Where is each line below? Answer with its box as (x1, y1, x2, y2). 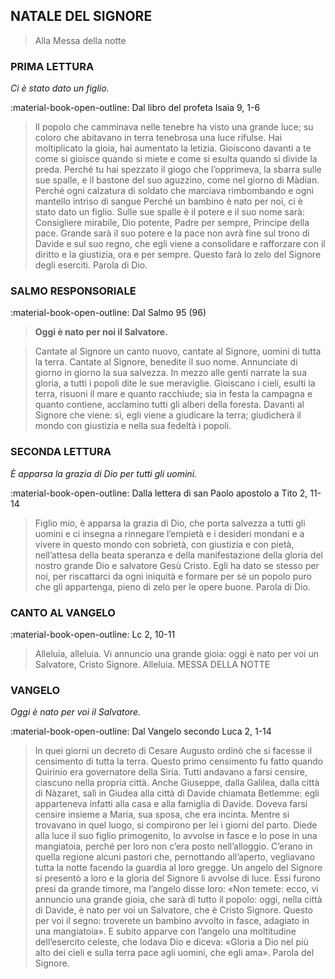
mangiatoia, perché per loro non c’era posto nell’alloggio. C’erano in (34, 840, 313, 853)
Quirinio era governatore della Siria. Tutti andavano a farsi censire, (34, 766, 308, 778)
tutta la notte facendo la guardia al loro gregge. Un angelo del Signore (34, 862, 323, 874)
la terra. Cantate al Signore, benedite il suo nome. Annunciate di (34, 356, 298, 368)
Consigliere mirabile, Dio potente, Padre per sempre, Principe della (34, 217, 310, 229)
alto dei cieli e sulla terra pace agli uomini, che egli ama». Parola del (34, 947, 315, 959)
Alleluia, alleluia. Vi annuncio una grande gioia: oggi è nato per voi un (34, 648, 319, 659)
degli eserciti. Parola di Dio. (34, 259, 148, 271)
